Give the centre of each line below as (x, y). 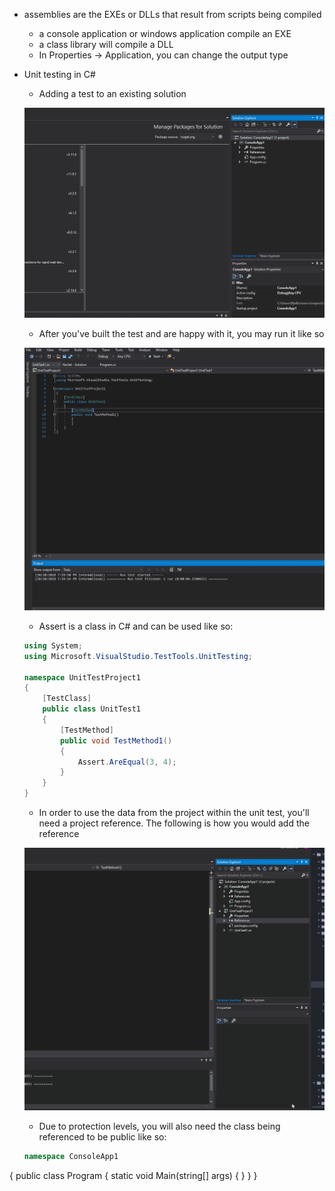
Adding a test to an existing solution (112, 93)
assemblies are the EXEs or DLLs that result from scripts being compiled (172, 14)
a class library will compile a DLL (106, 44)
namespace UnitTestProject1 (82, 677)
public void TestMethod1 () (116, 740)
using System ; (53, 645)
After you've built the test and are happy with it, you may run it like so (181, 334)
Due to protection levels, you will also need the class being (159, 1126)
